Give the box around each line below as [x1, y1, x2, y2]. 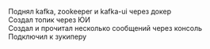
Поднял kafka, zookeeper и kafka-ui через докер [8, 7, 172, 16]
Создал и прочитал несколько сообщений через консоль [8, 24, 203, 32]
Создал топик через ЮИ [8, 15, 91, 24]
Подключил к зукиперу [8, 32, 87, 41]
